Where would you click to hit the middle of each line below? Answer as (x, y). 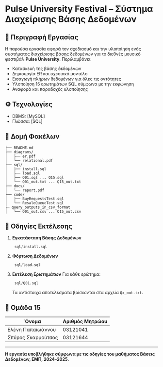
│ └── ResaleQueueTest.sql (34, 203)
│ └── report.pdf (25, 190)
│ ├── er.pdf (20, 156)
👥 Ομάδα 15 (23, 308)
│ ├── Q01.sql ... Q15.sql (34, 177)
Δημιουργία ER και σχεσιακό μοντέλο (50, 74)
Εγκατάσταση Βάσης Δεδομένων (47, 238)
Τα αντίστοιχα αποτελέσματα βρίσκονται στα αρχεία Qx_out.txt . (77, 293)
